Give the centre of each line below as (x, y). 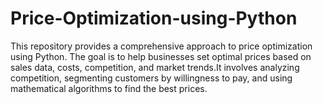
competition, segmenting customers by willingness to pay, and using (151, 78)
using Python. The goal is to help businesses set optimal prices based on (161, 56)
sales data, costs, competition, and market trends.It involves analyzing (155, 67)
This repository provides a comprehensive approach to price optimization (161, 46)
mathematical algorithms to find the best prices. (109, 88)
